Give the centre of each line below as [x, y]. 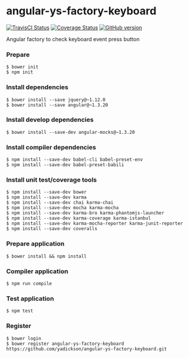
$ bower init [22, 67]
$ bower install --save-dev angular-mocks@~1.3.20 [71, 132]
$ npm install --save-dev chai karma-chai [60, 203]
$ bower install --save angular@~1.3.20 [57, 105]
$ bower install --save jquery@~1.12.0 [56, 100]
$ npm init [20, 72]
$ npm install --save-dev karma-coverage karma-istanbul [79, 218]
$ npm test [20, 311]
